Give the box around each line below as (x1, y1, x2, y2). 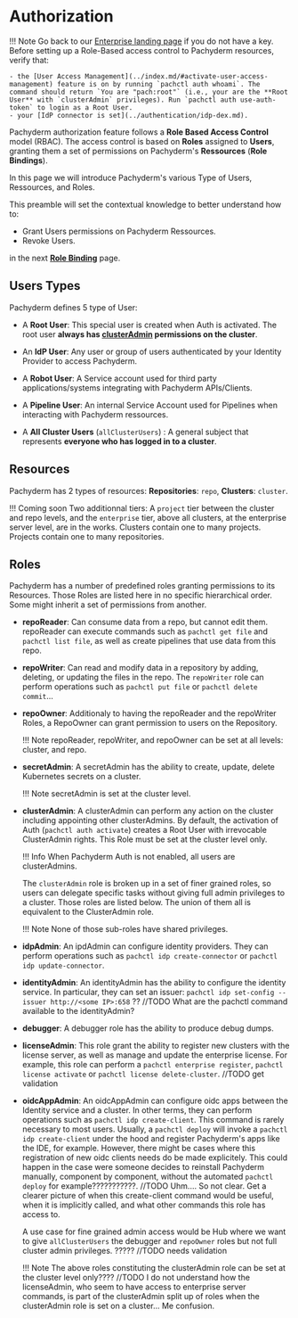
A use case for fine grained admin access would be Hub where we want (21, 1226, 286, 1237)
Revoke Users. (21, 235, 76, 246)
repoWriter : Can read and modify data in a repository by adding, (21, 663, 259, 673)
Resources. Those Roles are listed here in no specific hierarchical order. (9, 590, 273, 601)
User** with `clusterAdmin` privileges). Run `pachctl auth (9, 95, 238, 104)
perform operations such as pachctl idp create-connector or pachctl (21, 951, 278, 961)
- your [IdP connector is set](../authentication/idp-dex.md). (9, 111, 249, 119)
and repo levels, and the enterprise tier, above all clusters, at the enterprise (9, 512, 287, 523)
